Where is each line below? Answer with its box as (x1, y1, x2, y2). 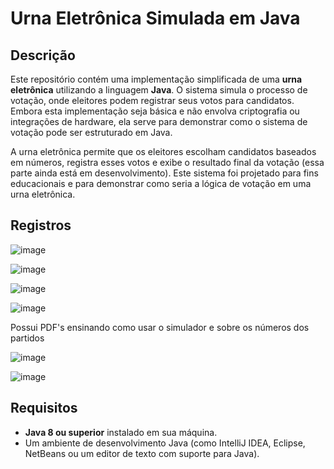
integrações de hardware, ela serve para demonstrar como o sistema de (10, 116, 308, 127)
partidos (10, 332, 45, 344)
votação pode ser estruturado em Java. (10, 127, 173, 138)
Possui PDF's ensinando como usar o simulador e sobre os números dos (10, 321, 310, 333)
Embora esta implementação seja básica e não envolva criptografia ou (10, 105, 300, 117)
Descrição (10, 47, 76, 64)
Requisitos (10, 400, 78, 417)
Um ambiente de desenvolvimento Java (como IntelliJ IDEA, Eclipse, (24, 437, 306, 449)
